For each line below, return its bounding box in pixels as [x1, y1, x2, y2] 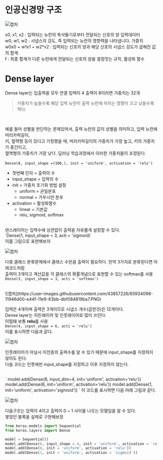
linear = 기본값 [19, 206, 48, 212]
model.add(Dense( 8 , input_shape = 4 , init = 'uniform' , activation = [5, 441, 149, 446]
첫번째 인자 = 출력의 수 [12, 170, 55, 176]
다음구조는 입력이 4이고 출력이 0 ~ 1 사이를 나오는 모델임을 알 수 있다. [5, 408, 136, 413]
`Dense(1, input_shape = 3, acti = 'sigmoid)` [5, 232, 92, 238]
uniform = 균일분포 [19, 188, 56, 194]
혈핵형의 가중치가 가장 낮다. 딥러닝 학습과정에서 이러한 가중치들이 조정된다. [5, 150, 147, 156]
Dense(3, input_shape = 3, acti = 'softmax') [5, 276, 98, 281]
